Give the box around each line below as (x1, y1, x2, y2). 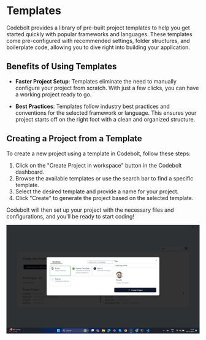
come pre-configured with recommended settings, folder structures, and (6, 37, 190, 44)
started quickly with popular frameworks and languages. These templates (6, 30, 193, 37)
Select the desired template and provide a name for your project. (15, 188, 179, 195)
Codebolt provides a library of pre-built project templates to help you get (6, 24, 190, 31)
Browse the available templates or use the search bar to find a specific (15, 174, 194, 182)
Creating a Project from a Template (6, 133, 142, 144)
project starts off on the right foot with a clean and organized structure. (15, 115, 196, 123)
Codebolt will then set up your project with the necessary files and (6, 206, 174, 214)
